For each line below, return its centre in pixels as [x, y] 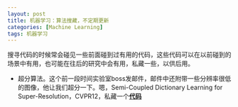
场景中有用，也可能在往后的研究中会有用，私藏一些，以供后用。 [101, 64]
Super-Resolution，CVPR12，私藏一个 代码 [80, 96]
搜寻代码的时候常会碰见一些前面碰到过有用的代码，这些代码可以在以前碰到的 [119, 55]
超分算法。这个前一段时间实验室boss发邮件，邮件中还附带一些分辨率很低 [124, 79]
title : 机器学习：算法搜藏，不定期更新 [58, 21]
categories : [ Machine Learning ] [55, 27]
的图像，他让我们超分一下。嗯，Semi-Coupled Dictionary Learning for [120, 88]
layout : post [27, 14]
